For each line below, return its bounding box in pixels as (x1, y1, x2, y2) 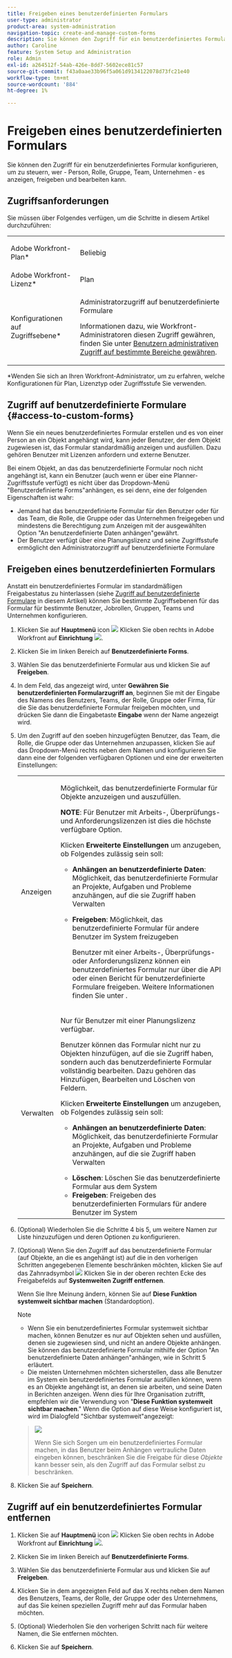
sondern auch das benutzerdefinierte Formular (60, 1057, 212, 1067)
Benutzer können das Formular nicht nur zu (60, 1040, 201, 1050)
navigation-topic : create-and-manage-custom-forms (7, 29, 156, 37)
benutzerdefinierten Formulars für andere (72, 1199, 207, 1209)
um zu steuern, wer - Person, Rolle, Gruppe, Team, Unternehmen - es (7, 168, 205, 176)
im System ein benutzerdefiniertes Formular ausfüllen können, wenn (27, 1375, 222, 1384)
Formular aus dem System (72, 1182, 157, 1191)
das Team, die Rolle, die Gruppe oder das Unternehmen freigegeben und (17, 514, 224, 522)
